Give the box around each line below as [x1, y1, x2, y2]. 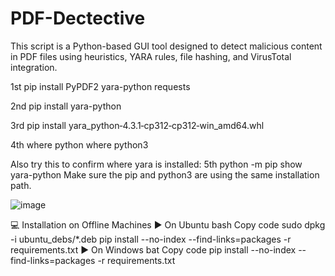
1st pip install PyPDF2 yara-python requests [10, 80, 191, 92]
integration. [10, 61, 58, 73]
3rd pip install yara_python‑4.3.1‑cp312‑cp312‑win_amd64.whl [10, 119, 265, 131]
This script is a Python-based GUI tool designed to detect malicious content [10, 40, 323, 52]
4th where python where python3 [10, 138, 149, 151]
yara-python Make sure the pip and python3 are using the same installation [10, 168, 320, 181]
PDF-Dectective [10, 7, 146, 30]
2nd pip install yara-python [10, 100, 122, 112]
